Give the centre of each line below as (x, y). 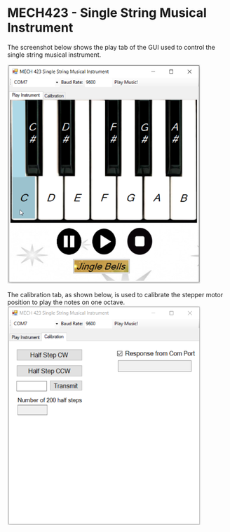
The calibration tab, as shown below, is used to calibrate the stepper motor (115, 294)
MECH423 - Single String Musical (107, 13)
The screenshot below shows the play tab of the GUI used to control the (111, 47)
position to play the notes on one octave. (66, 302)
